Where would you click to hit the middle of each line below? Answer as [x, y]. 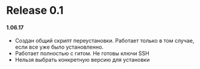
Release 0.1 [35, 10]
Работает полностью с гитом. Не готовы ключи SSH [82, 53]
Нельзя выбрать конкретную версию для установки [82, 60]
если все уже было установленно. [59, 47]
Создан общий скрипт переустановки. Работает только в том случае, [105, 41]
